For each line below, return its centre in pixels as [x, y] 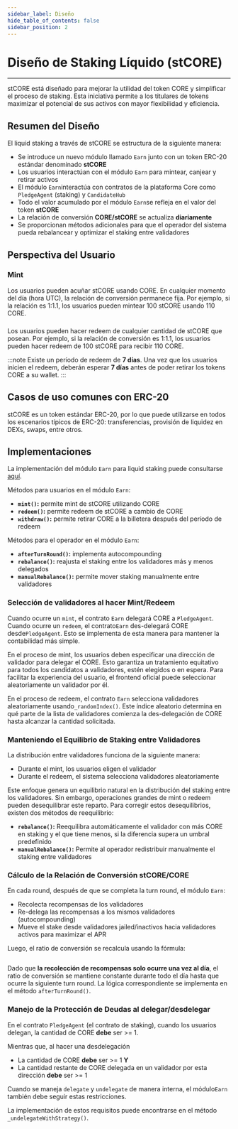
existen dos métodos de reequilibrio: [61, 812]
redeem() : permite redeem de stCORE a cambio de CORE [100, 512]
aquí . [15, 476]
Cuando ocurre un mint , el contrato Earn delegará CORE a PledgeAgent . [110, 618]
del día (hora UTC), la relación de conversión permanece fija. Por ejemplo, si [119, 298]
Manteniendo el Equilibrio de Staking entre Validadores [104, 740]
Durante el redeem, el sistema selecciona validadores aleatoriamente [118, 776]
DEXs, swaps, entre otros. [45, 429]
